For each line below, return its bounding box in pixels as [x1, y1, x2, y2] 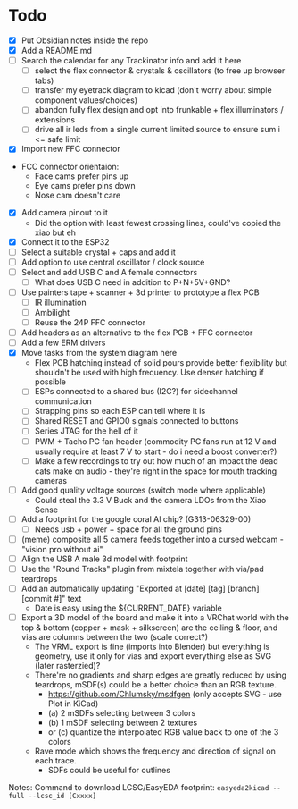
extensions [34, 114, 76, 125]
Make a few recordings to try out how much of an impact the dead [34, 455, 278, 466]
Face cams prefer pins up [34, 171, 129, 181]
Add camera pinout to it [21, 207, 109, 218]
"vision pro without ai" [21, 544, 103, 554]
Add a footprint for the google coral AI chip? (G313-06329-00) [21, 513, 252, 524]
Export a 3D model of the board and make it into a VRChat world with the [21, 612, 289, 623]
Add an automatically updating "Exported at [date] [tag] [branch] [21, 583, 260, 594]
